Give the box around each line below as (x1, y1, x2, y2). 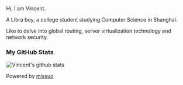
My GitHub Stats (6, 48, 54, 56)
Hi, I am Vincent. (6, 5, 46, 12)
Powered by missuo (6, 73, 54, 80)
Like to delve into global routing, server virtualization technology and (6, 27, 171, 34)
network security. (6, 34, 49, 40)
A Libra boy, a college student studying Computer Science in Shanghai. (6, 16, 178, 23)
